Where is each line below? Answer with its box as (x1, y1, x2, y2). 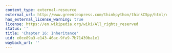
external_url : (5, 12, 36, 17)
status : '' (5, 26, 29, 31)
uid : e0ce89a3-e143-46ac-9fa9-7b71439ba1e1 (5, 36, 100, 41)
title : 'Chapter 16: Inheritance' (5, 31, 79, 36)
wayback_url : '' (5, 40, 40, 45)
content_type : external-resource (5, 7, 77, 13)
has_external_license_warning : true (5, 17, 83, 22)
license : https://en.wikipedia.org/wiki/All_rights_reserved (5, 21, 139, 27)
